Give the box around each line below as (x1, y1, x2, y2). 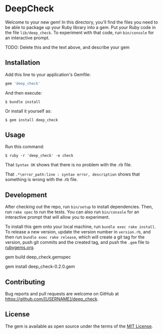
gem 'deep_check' (5, 81, 41, 86)
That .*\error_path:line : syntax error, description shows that (5, 171, 140, 177)
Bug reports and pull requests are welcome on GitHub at (5, 291, 119, 297)
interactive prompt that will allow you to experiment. (5, 214, 110, 220)
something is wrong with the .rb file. (5, 177, 78, 182)
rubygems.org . (5, 245, 35, 251)
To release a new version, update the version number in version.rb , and (5, 229, 151, 235)
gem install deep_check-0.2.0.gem (5, 263, 75, 270)
